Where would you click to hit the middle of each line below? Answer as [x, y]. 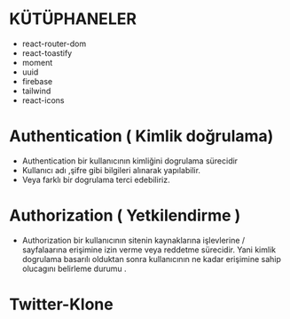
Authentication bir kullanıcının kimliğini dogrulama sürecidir [129, 161]
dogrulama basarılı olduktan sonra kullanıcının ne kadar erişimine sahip [152, 259]
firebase [37, 81]
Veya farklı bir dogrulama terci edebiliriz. [96, 179]
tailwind [36, 91]
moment [37, 62]
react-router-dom [54, 44]
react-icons [43, 100]
